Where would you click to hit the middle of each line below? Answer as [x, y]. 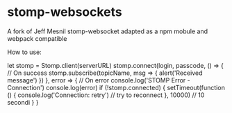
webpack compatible [37, 38]
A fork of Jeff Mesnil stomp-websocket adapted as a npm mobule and [108, 31]
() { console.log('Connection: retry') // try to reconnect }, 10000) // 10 [106, 95]
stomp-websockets [65, 12]
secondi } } [23, 102]
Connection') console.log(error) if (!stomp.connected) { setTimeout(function [116, 87]
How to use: [24, 52]
